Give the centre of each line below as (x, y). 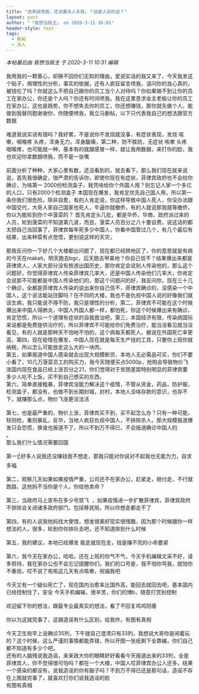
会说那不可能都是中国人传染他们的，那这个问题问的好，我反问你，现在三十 (97, 280)
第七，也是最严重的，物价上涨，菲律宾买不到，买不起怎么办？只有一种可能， (99, 412)
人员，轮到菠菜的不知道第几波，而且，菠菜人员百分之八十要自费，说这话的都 (99, 222)
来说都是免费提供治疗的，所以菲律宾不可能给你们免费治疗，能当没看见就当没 (99, 324)
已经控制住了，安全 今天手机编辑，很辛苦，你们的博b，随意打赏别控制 (92, 592)
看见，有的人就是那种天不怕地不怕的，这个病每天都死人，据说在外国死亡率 (97, 332)
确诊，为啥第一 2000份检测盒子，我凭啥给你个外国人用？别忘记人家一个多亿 (99, 185)
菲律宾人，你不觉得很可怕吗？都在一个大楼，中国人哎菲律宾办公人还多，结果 (99, 663)
